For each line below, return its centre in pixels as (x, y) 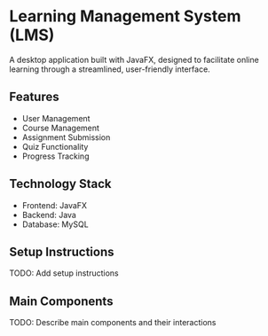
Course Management (61, 128)
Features (34, 97)
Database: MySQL (55, 224)
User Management (56, 118)
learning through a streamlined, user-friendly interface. (110, 69)
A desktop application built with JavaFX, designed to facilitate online (134, 59)
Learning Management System (125, 16)
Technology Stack (60, 184)
